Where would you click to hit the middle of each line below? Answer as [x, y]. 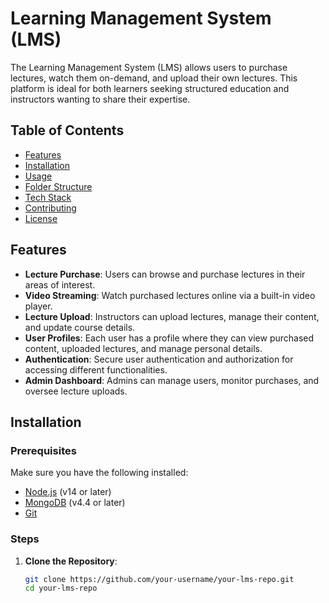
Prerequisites [43, 450]
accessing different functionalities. [96, 369]
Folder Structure [58, 186]
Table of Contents [67, 130]
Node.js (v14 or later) [68, 492]
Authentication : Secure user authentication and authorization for [159, 359]
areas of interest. [60, 284]
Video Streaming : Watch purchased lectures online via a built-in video [170, 295]
